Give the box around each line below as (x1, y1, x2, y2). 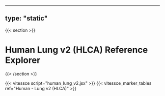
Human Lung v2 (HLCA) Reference (5, 44, 148, 55)
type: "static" (5, 14, 48, 22)
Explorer (5, 55, 41, 66)
